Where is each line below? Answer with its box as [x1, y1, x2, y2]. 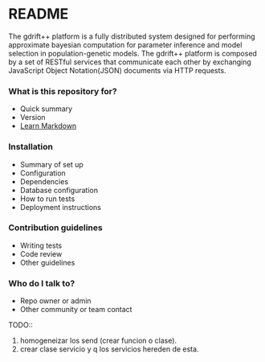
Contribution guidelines [8, 222, 103, 233]
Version [19, 113, 46, 122]
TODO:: [8, 320, 34, 330]
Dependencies [19, 176, 69, 186]
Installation [8, 142, 54, 153]
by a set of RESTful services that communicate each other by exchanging [8, 57, 251, 67]
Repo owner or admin [19, 296, 92, 306]
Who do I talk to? [8, 278, 75, 289]
